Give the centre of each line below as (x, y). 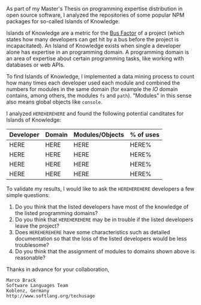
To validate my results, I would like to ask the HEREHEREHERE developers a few (100, 189)
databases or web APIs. (35, 65)
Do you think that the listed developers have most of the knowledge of (102, 207)
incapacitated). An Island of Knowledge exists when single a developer (94, 46)
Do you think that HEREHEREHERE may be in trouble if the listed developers (104, 219)
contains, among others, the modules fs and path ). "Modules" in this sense (99, 96)
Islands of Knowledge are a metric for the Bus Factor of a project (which (95, 33)
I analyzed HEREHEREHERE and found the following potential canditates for (95, 114)
